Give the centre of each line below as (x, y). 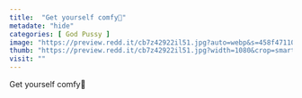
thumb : (22, 51)
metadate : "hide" (42, 26)
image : (22, 42)
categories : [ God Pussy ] (60, 34)
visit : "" (28, 59)
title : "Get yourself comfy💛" (68, 17)
